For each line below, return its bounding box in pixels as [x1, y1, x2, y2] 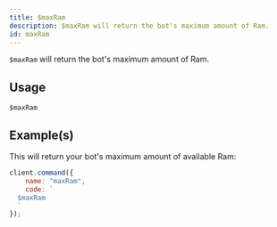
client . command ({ [9, 168, 74, 177]
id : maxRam [9, 29, 50, 38]
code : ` [25, 184, 54, 194]
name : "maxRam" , [25, 176, 87, 185]
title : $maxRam [9, 12, 66, 22]
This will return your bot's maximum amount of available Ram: [9, 151, 237, 161]
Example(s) [9, 127, 74, 142]
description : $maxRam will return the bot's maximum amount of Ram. [9, 21, 270, 30]
